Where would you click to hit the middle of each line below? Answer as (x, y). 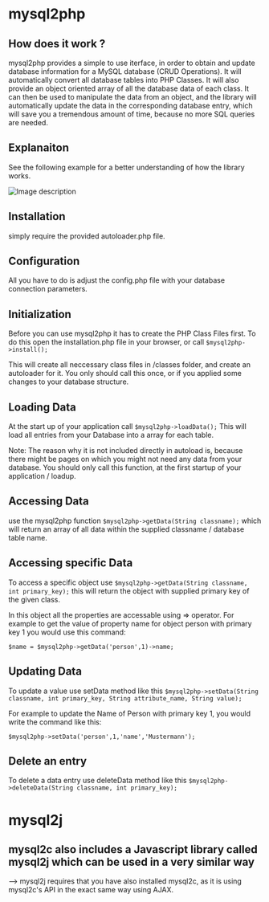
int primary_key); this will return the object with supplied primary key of (129, 590)
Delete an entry (47, 761)
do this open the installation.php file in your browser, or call (106, 342)
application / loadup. (42, 476)
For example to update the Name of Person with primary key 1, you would (130, 713)
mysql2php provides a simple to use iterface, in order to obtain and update (132, 63)
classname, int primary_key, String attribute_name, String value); (125, 698)
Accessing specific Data (71, 563)
